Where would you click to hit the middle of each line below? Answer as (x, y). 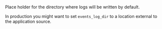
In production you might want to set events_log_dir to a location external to (81, 16)
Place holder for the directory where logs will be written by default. (72, 7)
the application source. (28, 22)
